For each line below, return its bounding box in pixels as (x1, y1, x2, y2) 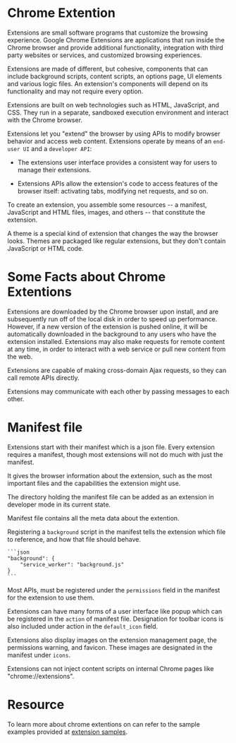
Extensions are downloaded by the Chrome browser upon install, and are (7, 307, 219, 316)
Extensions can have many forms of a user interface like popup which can (7, 607, 223, 615)
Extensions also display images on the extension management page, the (7, 636, 217, 644)
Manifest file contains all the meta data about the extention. (7, 513, 180, 522)
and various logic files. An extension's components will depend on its (7, 79, 209, 88)
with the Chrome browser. (7, 115, 83, 124)
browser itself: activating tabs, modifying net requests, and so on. (17, 186, 209, 195)
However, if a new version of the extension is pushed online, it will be (7, 322, 208, 331)
